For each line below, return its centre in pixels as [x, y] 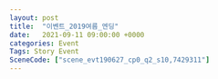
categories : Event [44, 43]
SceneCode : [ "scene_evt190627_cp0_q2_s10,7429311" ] [109, 60]
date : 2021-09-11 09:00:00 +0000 [77, 35]
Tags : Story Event [44, 52]
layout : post [34, 18]
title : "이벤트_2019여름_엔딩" [64, 26]
